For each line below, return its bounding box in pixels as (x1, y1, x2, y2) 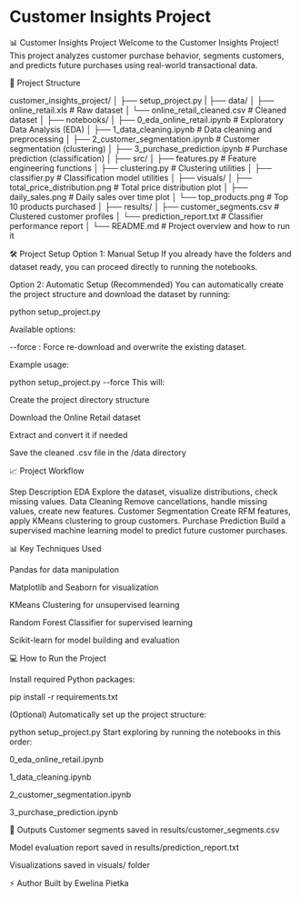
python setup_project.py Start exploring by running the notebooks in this (9, 726, 282, 737)
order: (9, 736, 33, 747)
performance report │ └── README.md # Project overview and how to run (9, 220, 291, 231)
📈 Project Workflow (9, 465, 85, 476)
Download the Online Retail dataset (9, 412, 141, 423)
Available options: (9, 324, 76, 334)
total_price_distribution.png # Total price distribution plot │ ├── (9, 182, 248, 193)
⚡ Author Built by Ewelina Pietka (9, 877, 129, 888)
